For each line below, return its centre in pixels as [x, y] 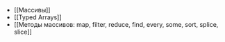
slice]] [23, 32]
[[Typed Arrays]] [37, 17]
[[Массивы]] [32, 10]
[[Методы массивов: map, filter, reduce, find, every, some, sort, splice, [116, 24]
